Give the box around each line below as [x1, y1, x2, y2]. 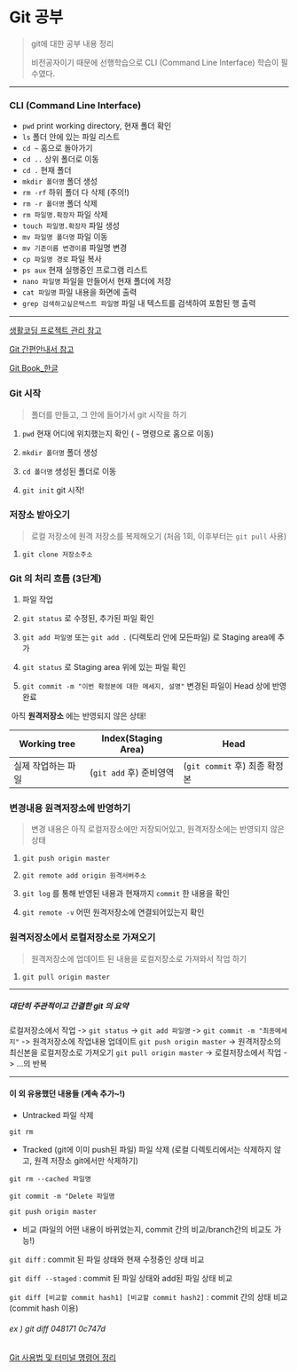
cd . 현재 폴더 [21, 165, 72, 176]
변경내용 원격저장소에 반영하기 [9, 802, 131, 815]
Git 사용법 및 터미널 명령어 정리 [9, 1352, 117, 1363]
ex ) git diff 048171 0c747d [9, 1323, 106, 1335]
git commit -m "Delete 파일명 [9, 1192, 115, 1201]
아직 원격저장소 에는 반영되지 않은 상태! [11, 711, 146, 721]
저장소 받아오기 [9, 508, 71, 521]
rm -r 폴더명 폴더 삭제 [21, 198, 98, 209]
